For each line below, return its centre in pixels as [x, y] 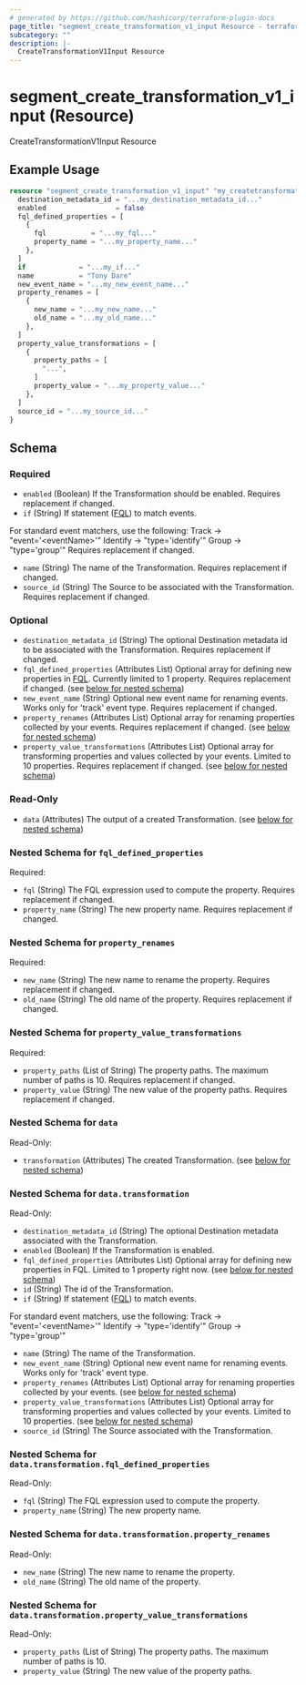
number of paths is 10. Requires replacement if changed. [129, 1079]
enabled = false [81, 208]
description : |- [40, 43]
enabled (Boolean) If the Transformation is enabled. [118, 1251]
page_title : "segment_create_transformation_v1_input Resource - [136, 26]
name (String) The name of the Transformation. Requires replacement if [155, 568]
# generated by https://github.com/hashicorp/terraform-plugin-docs [142, 18]
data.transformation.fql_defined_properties [110, 1465]
